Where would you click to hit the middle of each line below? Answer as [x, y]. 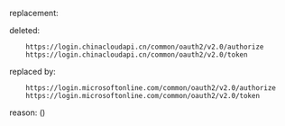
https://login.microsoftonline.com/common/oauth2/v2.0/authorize [151, 88]
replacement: [34, 13]
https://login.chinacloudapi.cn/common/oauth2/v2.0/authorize [145, 47]
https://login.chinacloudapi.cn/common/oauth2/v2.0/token [137, 55]
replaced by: [32, 72]
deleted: [25, 30]
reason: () [28, 112]
